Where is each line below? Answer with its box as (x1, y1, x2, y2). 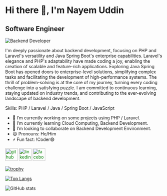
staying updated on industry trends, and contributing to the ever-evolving (5, 90, 156, 96)
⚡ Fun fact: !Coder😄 (12, 136, 55, 142)
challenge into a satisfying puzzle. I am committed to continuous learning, (5, 85, 157, 91)
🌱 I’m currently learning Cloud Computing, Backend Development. (12, 120, 148, 126)
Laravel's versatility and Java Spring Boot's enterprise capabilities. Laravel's (5, 53, 162, 59)
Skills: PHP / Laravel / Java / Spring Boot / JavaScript (5, 105, 115, 111)
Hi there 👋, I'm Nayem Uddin (5, 5, 124, 16)
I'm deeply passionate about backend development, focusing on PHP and (5, 48, 156, 53)
